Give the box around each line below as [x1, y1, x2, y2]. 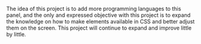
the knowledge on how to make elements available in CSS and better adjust [6, 18, 195, 25]
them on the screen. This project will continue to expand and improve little [6, 24, 192, 31]
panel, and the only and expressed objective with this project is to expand [6, 11, 191, 19]
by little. [6, 31, 26, 38]
